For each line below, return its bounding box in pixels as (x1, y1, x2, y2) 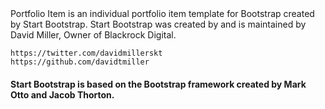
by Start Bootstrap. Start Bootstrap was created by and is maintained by (10, 18, 307, 30)
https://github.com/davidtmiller (10, 57, 150, 67)
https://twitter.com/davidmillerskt (10, 48, 163, 58)
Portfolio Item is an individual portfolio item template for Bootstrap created (10, 8, 315, 19)
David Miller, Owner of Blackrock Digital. (10, 29, 177, 41)
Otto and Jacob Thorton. (10, 88, 115, 101)
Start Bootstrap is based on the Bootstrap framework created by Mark (10, 78, 307, 90)
